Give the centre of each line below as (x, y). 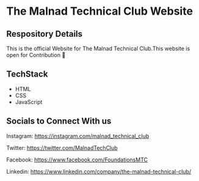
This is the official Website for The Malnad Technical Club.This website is (98, 48)
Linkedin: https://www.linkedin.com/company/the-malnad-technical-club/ (99, 171)
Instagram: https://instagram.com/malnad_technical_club (78, 136)
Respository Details (45, 34)
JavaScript (29, 102)
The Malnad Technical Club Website (100, 11)
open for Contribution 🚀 (36, 55)
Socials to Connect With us (59, 121)
